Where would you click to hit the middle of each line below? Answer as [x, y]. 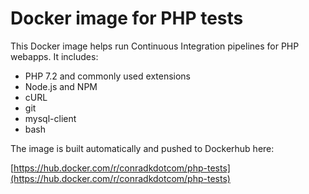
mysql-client [50, 118]
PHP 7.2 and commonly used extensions [108, 76]
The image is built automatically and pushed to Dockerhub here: [142, 148]
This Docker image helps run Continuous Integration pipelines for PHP [155, 46]
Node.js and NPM [61, 86]
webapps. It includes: [54, 56]
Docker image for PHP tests [127, 18]
